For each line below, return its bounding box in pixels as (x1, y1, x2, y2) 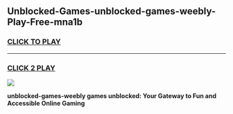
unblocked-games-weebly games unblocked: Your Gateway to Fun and (7, 91, 217, 99)
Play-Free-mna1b (7, 17, 83, 28)
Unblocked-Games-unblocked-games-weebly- (7, 6, 216, 17)
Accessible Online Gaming (7, 99, 85, 107)
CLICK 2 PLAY (7, 63, 55, 73)
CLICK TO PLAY (7, 37, 61, 47)
